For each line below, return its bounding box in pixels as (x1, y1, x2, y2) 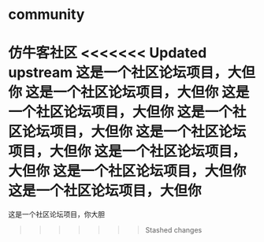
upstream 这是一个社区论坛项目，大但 (8, 64, 256, 82)
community (8, 6, 85, 24)
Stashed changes (145, 225, 203, 235)
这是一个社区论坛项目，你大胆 (8, 210, 105, 219)
